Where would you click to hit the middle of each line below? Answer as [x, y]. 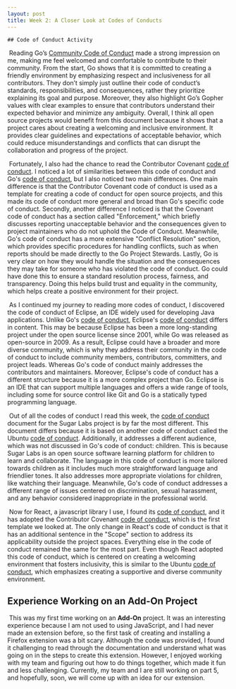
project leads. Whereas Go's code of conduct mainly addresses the [105, 364]
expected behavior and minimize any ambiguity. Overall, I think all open [111, 113]
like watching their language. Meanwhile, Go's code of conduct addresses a [117, 483]
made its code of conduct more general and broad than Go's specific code [116, 201]
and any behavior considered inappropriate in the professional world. [107, 498]
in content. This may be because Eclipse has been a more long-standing [112, 327]
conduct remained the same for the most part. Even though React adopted [115, 549]
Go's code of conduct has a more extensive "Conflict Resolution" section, [114, 238]
